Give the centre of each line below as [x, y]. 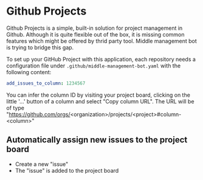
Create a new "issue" [42, 164]
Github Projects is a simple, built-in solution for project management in [95, 28]
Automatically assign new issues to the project [97, 140]
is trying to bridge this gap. [40, 47]
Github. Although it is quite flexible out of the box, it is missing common [95, 34]
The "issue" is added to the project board [67, 170]
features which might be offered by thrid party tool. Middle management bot [102, 41]
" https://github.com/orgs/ [38, 114]
